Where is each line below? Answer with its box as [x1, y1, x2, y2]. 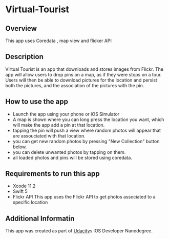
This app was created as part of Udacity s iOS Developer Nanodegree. [5, 228, 153, 234]
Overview [5, 24, 37, 33]
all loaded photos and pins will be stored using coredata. [12, 154, 132, 161]
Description [5, 52, 44, 61]
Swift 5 [12, 188, 28, 194]
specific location [12, 199, 48, 206]
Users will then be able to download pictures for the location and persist [5, 77, 157, 83]
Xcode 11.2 [12, 183, 36, 189]
